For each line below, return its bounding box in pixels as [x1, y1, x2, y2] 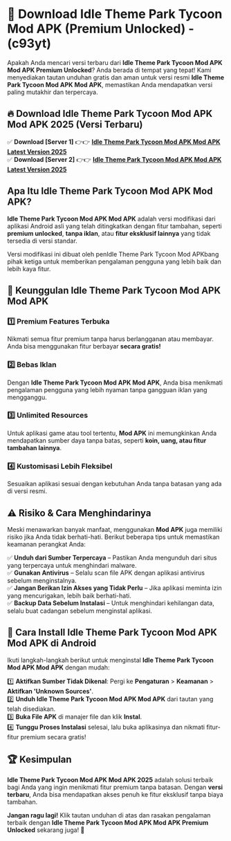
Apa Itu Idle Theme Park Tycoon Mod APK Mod [7, 185, 213, 197]
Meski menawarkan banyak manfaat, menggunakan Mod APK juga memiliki [7, 525, 223, 533]
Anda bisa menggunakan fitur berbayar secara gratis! [7, 342, 161, 351]
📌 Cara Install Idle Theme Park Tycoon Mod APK [7, 627, 218, 638]
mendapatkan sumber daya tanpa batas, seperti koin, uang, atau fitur [7, 436, 207, 445]
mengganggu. [7, 393, 47, 401]
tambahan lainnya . [7, 443, 62, 452]
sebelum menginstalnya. [7, 576, 77, 584]
